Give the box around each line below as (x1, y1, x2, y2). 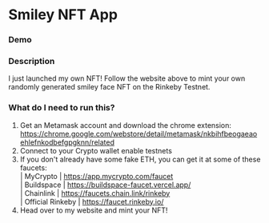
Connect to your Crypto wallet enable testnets (19, 145, 172, 155)
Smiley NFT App (8, 6, 118, 24)
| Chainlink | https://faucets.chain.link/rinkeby (19, 188, 171, 197)
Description (8, 56, 55, 67)
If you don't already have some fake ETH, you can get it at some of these (19, 154, 261, 164)
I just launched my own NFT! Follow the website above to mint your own (8, 74, 246, 83)
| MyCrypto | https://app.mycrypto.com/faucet (19, 171, 174, 181)
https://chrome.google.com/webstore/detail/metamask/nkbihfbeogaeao (19, 129, 258, 138)
